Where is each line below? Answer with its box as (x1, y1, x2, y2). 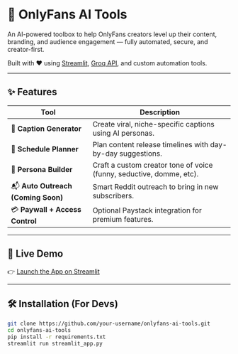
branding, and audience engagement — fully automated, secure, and (7, 37, 208, 45)
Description (139, 107, 181, 117)
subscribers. (92, 191, 135, 201)
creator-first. (7, 45, 45, 53)
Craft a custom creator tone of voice (92, 160, 213, 170)
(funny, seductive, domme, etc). (92, 168, 199, 178)
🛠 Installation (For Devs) (7, 298, 118, 310)
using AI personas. (92, 128, 154, 138)
